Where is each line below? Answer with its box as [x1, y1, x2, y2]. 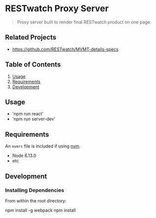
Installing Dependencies [5, 187, 65, 194]
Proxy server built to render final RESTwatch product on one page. [17, 19, 152, 25]
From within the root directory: [5, 197, 67, 203]
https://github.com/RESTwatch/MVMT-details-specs [12, 46, 119, 52]
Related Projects [5, 33, 56, 42]
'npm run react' [12, 111, 44, 117]
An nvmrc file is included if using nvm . [5, 143, 81, 149]
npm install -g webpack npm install [5, 207, 76, 213]
